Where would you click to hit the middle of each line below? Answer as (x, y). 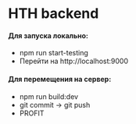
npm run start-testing (54, 53)
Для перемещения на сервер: (60, 79)
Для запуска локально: (48, 35)
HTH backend (54, 14)
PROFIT (32, 113)
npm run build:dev (49, 96)
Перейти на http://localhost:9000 (74, 61)
